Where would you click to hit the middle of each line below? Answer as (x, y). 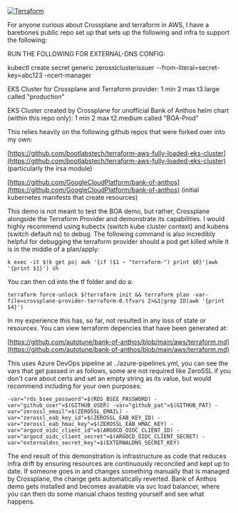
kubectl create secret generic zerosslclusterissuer (81, 67)
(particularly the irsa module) (50, 168)
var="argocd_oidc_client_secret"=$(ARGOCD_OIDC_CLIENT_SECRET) (103, 437)
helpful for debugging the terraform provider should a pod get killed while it (118, 242)
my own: (20, 139)
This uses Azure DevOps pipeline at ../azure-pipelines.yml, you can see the (118, 363)
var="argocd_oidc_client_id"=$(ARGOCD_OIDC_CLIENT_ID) (90, 430)
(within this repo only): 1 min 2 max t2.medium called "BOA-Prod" (103, 118)
